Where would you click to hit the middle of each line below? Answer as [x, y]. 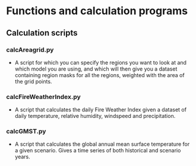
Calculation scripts [42, 33]
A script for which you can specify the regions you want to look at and [101, 62]
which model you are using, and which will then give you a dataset [96, 69]
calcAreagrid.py [30, 50]
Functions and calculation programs [97, 11]
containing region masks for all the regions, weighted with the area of [100, 75]
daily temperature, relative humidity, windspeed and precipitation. [95, 116]
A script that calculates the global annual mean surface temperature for [102, 144]
